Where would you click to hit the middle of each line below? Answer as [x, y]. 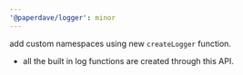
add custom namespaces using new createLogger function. [121, 43]
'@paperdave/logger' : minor [63, 18]
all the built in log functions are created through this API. [128, 61]
